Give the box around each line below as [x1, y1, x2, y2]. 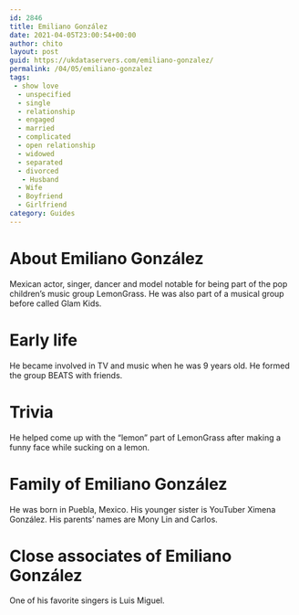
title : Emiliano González [9, 22, 108, 31]
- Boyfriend [17, 192, 64, 201]
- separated [17, 157, 64, 167]
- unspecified [17, 90, 71, 99]
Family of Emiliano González [9, 473, 228, 494]
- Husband [21, 175, 59, 184]
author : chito [9, 38, 64, 48]
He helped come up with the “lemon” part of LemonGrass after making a [9, 431, 281, 443]
